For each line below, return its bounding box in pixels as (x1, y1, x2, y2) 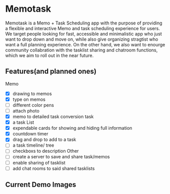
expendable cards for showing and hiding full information (12, 125, 132, 131)
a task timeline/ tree (12, 142, 54, 148)
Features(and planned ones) (5, 67, 97, 76)
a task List (12, 119, 35, 125)
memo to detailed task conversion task (12, 114, 94, 120)
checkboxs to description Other (12, 148, 79, 154)
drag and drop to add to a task (12, 136, 77, 143)
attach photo (12, 107, 40, 114)
